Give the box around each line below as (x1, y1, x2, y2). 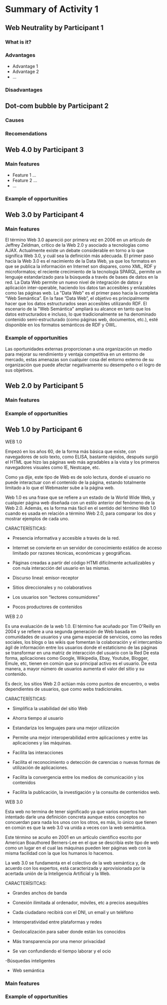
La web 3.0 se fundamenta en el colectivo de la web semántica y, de (5, 859, 146, 866)
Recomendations (5, 130, 47, 137)
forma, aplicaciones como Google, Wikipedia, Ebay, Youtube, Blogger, (5, 655, 149, 661)
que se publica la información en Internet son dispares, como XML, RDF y (5, 264, 157, 270)
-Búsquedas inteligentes (5, 957, 56, 963)
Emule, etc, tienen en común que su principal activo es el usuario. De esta (5, 660, 157, 666)
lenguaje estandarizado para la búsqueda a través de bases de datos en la (5, 274, 158, 280)
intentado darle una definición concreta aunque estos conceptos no (5, 814, 145, 820)
